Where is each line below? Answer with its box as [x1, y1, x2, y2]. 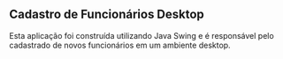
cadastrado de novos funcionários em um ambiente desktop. [9, 40, 232, 50]
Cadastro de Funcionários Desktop [9, 7, 205, 22]
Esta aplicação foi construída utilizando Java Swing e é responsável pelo [9, 30, 274, 41]
